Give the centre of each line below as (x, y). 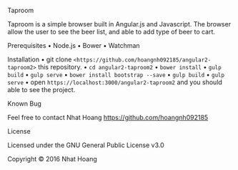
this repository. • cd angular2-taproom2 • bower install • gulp (130, 67)
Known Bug (24, 104)
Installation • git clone (40, 59)
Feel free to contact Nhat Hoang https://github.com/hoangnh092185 (108, 117)
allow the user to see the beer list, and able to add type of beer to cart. (111, 32)
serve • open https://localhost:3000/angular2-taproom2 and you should (115, 82)
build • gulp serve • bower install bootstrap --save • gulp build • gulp (116, 75)
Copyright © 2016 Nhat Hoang (53, 159)
